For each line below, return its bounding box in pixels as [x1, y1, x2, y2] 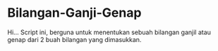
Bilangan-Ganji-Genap [7, 5, 142, 21]
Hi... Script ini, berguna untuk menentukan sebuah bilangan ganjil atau [7, 28, 212, 36]
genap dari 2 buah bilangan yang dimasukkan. [7, 35, 142, 43]
